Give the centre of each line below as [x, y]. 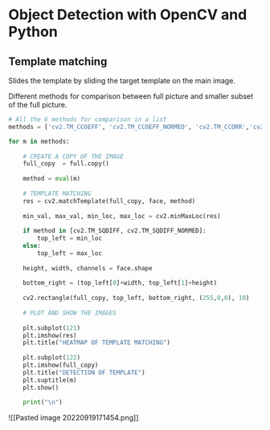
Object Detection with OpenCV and [128, 15]
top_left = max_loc [70, 253]
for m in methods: [39, 141]
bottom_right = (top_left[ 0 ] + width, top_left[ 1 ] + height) [120, 283]
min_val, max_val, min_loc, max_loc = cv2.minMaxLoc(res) [122, 216]
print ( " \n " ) [43, 403]
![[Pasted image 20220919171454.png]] [74, 418]
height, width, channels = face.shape [88, 268]
